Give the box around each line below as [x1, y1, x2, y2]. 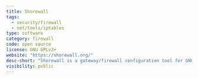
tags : [6, 14, 19, 20]
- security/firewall [11, 19, 62, 25]
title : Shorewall [6, 8, 49, 15]
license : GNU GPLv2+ [6, 47, 57, 53]
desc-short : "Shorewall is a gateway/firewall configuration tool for [6, 57, 183, 63]
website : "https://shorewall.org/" [6, 52, 94, 58]
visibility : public [6, 63, 54, 69]
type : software [6, 30, 44, 36]
